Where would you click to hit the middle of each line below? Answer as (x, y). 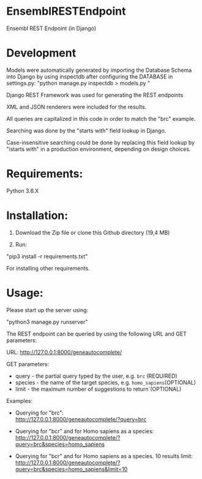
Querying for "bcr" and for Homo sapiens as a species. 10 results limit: (104, 456)
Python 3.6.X (23, 191)
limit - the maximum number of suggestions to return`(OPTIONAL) (98, 389)
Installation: (37, 215)
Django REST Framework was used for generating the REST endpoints (95, 95)
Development (41, 53)
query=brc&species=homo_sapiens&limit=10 (71, 469)
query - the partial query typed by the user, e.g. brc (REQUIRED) (96, 376)
